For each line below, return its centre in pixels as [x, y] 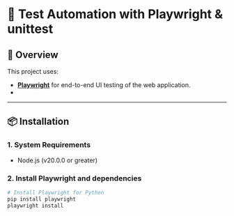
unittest [30, 29]
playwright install [36, 206]
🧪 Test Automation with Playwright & [115, 14]
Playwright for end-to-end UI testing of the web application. [104, 85]
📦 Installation [38, 122]
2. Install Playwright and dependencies [75, 178]
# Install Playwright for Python [56, 192]
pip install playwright [42, 199]
